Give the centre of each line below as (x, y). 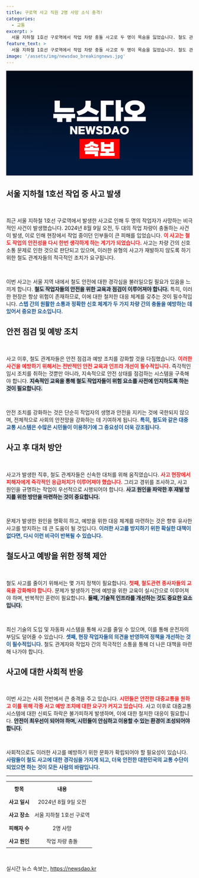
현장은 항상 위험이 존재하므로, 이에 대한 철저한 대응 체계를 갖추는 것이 (92, 297)
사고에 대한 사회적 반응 (45, 672)
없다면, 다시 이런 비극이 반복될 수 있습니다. (54, 536)
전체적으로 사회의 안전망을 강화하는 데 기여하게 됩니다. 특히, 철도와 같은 (96, 419)
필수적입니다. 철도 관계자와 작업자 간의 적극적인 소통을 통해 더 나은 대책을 (97, 644)
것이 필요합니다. (25, 388)
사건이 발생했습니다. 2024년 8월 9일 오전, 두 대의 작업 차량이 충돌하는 (98, 228)
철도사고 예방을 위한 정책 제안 (57, 556)
